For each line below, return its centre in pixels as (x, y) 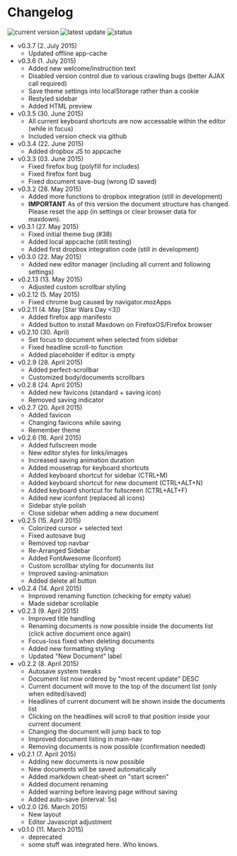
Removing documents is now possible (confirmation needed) (117, 746)
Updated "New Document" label (75, 656)
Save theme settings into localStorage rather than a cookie (114, 91)
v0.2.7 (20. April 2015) (50, 407)
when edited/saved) (57, 694)
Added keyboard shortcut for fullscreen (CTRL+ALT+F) (108, 490)
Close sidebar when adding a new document (93, 513)
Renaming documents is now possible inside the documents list (121, 626)
